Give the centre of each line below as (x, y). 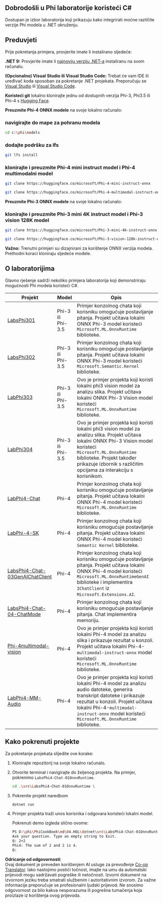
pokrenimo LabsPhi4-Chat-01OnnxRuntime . (53, 777)
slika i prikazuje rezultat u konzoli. (115, 640)
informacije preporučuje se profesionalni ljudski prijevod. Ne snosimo (74, 885)
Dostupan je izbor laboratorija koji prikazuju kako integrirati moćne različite (80, 19)
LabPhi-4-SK (23, 533)
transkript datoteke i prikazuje (111, 695)
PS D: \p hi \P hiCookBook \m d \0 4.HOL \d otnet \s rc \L (60, 832)
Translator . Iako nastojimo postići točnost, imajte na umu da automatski (76, 870)
